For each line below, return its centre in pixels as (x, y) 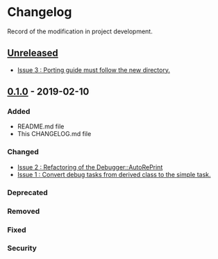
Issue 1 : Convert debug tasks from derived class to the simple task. (114, 174)
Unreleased (33, 53)
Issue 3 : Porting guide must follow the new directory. (93, 69)
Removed (24, 211)
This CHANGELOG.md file (54, 134)
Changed (23, 152)
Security (22, 249)
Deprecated (28, 192)
